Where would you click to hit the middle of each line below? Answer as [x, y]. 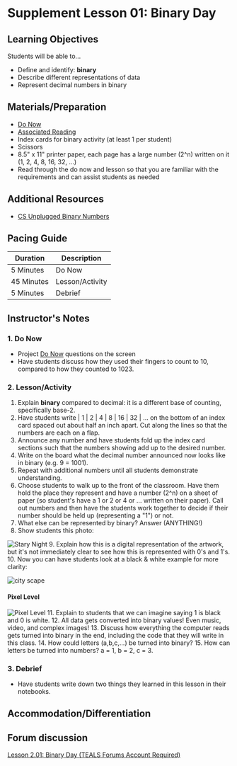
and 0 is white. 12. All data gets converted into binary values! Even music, [114, 620]
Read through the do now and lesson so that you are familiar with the [118, 169]
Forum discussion [48, 738]
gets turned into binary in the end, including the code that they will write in [116, 635]
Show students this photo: [56, 531]
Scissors [30, 147]
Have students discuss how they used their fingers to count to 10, [113, 362]
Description [81, 258]
